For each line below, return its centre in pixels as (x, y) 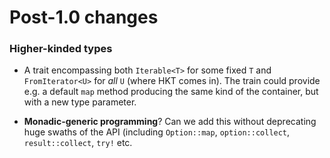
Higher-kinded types (61, 49)
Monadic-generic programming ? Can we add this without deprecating (170, 122)
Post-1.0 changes (84, 17)
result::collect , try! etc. (78, 143)
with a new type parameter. (80, 102)
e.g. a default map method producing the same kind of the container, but (171, 92)
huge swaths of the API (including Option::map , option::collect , (157, 132)
